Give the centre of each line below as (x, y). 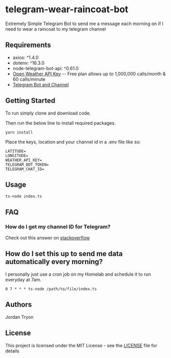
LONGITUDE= (17, 155)
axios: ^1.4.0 (26, 57)
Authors (19, 305)
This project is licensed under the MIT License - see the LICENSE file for (81, 345)
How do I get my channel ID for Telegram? (58, 227)
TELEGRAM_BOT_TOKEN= (27, 165)
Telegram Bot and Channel (41, 84)
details (12, 351)
